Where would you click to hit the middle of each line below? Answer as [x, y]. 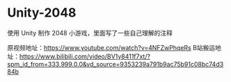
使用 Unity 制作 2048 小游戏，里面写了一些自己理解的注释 [90, 33]
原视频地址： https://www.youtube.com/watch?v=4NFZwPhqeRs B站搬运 [111, 47]
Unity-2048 [42, 13]
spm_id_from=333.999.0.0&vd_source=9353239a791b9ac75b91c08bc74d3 [115, 64]
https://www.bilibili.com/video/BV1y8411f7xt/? [85, 56]
